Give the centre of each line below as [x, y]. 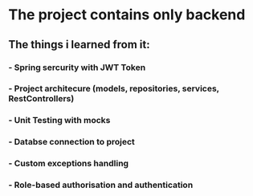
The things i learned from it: [79, 45]
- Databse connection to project [71, 142]
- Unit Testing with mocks [59, 120]
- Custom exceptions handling [69, 164]
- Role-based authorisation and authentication [101, 185]
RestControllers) [41, 99]
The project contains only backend [127, 15]
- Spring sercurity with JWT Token [77, 67]
